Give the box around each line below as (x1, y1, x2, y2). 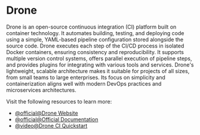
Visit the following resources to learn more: (6, 98, 112, 105)
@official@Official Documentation (14, 115, 99, 123)
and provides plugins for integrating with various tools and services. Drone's (6, 61, 194, 68)
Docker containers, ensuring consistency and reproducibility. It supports (6, 48, 184, 55)
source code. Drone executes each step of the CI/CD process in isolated (6, 42, 184, 49)
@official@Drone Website (14, 109, 79, 117)
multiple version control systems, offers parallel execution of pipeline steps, (6, 55, 192, 62)
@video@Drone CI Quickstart (14, 122, 88, 129)
